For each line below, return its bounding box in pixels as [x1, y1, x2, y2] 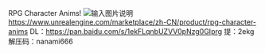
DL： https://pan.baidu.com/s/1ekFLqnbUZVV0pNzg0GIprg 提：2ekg [29, 27, 255, 36]
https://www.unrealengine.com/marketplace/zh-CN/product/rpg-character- [8, 17, 257, 27]
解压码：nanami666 [8, 36, 73, 46]
